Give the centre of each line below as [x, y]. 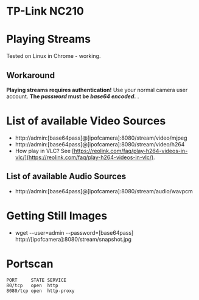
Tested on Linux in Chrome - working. [54, 56]
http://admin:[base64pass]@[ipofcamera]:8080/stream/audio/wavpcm [104, 191]
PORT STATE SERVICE [37, 280]
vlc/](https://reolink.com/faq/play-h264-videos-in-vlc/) [84, 157]
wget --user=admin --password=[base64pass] [74, 232]
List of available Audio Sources [66, 177]
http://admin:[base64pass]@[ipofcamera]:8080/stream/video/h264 [100, 144]
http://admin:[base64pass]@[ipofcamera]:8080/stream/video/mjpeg [101, 138]
